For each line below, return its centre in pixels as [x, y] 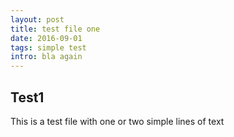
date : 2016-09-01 [46, 38]
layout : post [37, 19]
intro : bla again [46, 57]
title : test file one [55, 29]
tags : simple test [48, 47]
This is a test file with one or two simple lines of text [117, 121]
